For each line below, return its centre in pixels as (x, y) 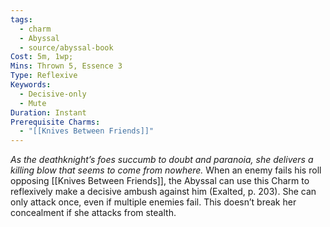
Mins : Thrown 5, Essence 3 (66, 66)
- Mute (33, 103)
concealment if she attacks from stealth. (93, 213)
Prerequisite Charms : (55, 122)
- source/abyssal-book (66, 47)
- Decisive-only (53, 94)
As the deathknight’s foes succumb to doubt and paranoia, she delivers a (162, 160)
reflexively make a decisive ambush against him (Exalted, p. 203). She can (163, 192)
